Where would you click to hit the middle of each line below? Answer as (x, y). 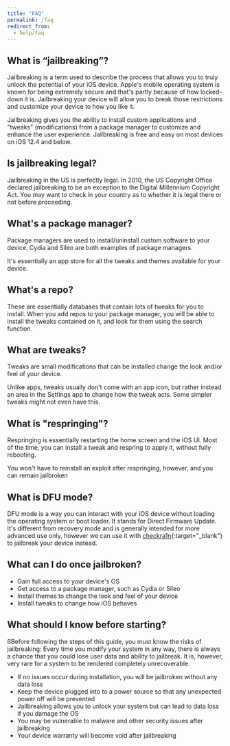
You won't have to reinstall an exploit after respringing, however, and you (110, 468)
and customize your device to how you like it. (71, 107)
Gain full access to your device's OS (68, 581)
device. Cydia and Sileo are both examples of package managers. (100, 247)
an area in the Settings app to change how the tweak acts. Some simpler (110, 395)
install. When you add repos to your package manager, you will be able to (111, 313)
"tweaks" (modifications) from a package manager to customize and (104, 127)
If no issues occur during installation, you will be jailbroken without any (117, 676)
